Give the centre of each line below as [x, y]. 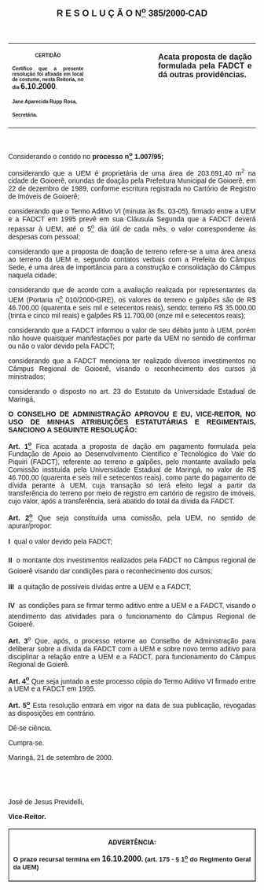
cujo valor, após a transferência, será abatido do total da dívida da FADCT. [121, 501]
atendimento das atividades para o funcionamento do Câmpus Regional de [132, 616]
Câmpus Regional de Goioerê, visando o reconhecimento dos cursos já [132, 369]
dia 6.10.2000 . [35, 86]
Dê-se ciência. [30, 728]
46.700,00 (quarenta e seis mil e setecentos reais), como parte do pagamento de [132, 478]
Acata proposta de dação [205, 57]
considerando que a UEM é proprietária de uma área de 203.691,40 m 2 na [132, 172]
